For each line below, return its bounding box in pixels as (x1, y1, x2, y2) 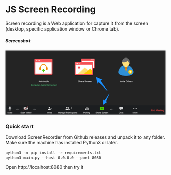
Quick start (5, 123, 34, 130)
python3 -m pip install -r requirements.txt (5, 150, 101, 156)
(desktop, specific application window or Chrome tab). (5, 25, 120, 32)
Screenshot (5, 37, 31, 44)
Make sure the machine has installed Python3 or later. (5, 140, 118, 146)
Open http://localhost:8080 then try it (5, 164, 84, 170)
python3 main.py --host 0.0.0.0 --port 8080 (5, 155, 101, 161)
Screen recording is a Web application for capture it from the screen (5, 20, 149, 26)
